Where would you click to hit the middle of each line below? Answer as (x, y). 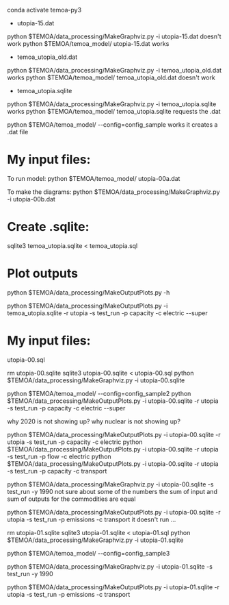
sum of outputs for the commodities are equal (71, 499)
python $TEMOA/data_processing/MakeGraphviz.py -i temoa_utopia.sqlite (112, 104)
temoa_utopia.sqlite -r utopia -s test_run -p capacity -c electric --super (107, 313)
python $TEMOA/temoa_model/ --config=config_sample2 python (99, 393)
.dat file (18, 132)
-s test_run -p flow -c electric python (59, 456)
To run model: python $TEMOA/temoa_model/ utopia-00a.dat (94, 178)
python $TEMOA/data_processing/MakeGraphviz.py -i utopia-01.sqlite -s (110, 566)
